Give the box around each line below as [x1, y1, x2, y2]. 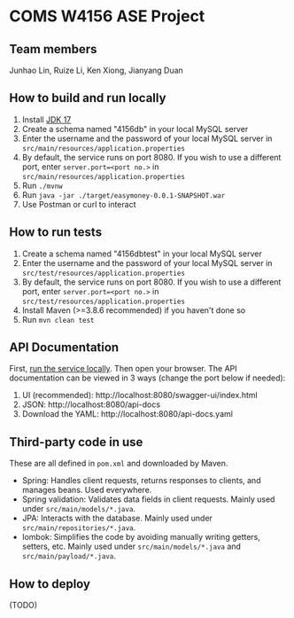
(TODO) [9, 600, 38, 611]
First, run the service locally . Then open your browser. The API [9, 364, 237, 374]
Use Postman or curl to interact [21, 199, 136, 209]
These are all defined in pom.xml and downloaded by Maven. [9, 458, 228, 469]
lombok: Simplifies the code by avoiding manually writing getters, [21, 532, 261, 543]
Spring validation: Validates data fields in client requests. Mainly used [21, 494, 275, 505]
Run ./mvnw [21, 180, 64, 191]
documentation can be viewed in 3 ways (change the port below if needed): [9, 372, 286, 383]
